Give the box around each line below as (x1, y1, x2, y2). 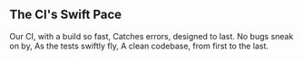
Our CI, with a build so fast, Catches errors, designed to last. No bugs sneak (9, 30, 294, 41)
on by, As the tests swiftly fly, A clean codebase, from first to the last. (9, 40, 269, 51)
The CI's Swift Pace (9, 7, 122, 22)
